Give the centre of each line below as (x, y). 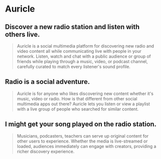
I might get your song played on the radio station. (81, 124)
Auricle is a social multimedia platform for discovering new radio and (85, 46)
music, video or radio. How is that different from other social (77, 98)
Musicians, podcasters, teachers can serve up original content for (83, 136)
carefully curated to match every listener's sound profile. (74, 67)
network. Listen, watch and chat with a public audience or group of (84, 56)
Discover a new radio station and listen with (72, 27)
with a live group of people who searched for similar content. (78, 109)
